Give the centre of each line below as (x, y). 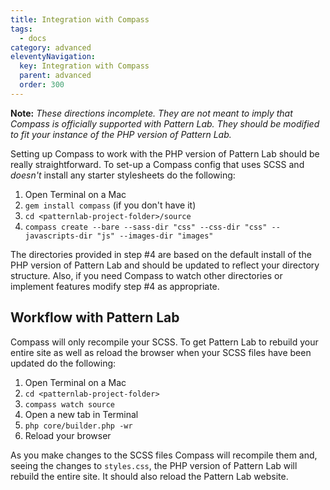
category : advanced (51, 47)
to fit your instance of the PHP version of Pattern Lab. (121, 134)
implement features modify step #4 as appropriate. (115, 286)
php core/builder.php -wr (78, 426)
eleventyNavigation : (53, 57)
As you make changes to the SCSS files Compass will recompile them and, (164, 455)
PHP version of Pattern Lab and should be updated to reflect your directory (165, 265)
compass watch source (69, 404)
